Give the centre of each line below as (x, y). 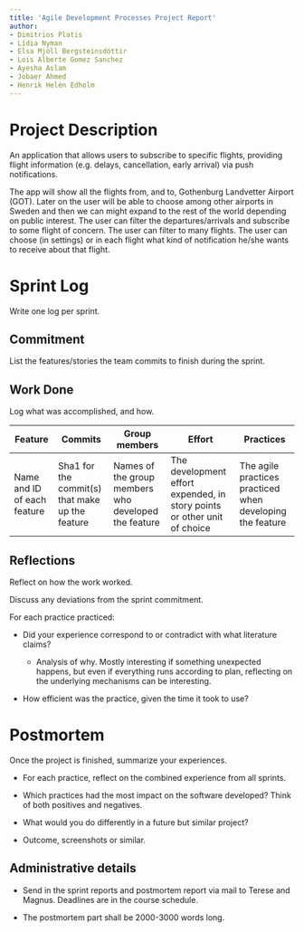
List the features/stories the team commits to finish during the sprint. (137, 361)
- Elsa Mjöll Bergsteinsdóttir (68, 52)
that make (80, 500)
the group (134, 478)
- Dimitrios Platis (46, 34)
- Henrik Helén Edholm (52, 85)
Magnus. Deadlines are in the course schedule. (110, 899)
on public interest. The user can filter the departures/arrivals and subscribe (150, 220)
